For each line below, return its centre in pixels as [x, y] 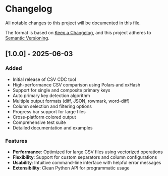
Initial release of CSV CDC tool [44, 79]
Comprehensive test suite [39, 122]
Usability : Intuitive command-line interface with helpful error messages [87, 162]
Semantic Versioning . [27, 38]
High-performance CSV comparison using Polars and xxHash [76, 84]
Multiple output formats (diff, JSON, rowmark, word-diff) [71, 101]
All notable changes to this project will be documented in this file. [73, 23]
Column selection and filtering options [52, 106]
